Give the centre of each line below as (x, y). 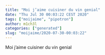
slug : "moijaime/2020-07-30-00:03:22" (46, 33)
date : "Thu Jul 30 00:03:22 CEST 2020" (47, 14)
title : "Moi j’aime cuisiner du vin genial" (53, 10)
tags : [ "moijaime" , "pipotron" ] (39, 19)
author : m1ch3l (21, 24)
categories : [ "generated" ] (34, 28)
